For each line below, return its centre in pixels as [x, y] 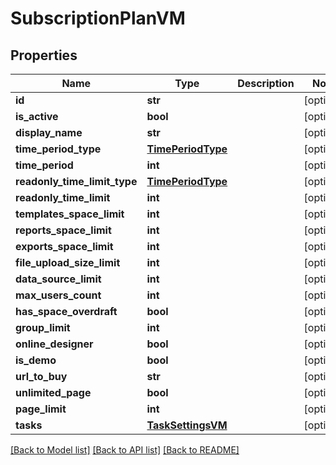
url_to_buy [41, 376]
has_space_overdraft [66, 311]
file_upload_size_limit [68, 262]
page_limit [41, 409]
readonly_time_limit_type [76, 181]
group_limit [43, 327]
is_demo [36, 360]
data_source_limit [58, 279]
